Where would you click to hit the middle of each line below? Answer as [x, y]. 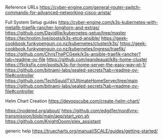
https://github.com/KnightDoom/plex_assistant [53, 121]
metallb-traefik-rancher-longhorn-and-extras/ [52, 27]
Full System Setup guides [31, 22]
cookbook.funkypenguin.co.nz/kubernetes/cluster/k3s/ [62, 43]
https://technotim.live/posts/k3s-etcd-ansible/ [53, 38]
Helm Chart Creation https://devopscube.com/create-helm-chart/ [73, 101]
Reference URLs [22, 7]
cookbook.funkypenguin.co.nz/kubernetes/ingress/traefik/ [65, 49]
